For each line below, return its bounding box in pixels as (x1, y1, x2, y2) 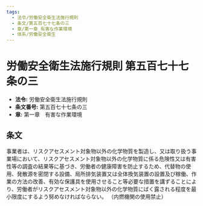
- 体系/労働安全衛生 (11, 32, 56, 38)
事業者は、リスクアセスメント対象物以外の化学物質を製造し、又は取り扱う (6, 147, 192, 154)
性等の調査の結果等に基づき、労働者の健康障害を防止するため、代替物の (6, 162, 186, 170)
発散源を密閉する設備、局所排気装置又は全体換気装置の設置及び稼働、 (16, 170, 192, 178)
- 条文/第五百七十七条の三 (11, 20, 69, 26)
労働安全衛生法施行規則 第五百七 (6, 59, 168, 73)
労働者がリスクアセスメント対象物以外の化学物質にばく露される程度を (16, 185, 192, 193)
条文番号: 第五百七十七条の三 (14, 104, 88, 111)
